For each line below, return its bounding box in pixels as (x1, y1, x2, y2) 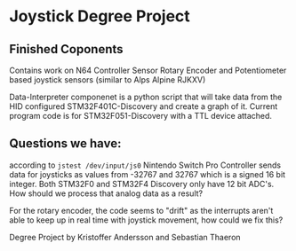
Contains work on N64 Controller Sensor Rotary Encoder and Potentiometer (9, 65, 287, 75)
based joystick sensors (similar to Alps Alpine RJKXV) (9, 75, 206, 85)
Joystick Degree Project (9, 6, 191, 27)
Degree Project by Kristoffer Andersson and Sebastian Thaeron (9, 231, 242, 242)
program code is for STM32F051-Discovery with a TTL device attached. (9, 111, 273, 121)
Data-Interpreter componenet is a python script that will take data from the (9, 91, 283, 102)
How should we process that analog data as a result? (9, 188, 203, 199)
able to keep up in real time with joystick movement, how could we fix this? (9, 215, 284, 225)
